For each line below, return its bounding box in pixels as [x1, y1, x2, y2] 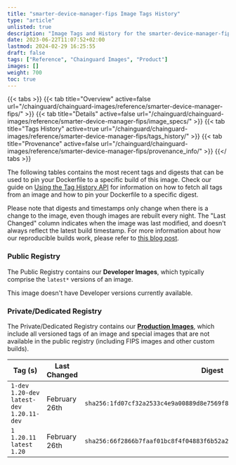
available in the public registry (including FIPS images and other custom [7, 336, 215, 345]
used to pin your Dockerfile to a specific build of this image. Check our [7, 176, 212, 184]
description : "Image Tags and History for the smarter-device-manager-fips [7, 30, 234, 37]
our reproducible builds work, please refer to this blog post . [7, 234, 179, 242]
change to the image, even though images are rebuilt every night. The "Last [7, 211, 226, 220]
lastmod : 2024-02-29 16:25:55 [7, 43, 96, 50]
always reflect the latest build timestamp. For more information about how [7, 226, 221, 235]
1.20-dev [11, 388, 40, 397]
